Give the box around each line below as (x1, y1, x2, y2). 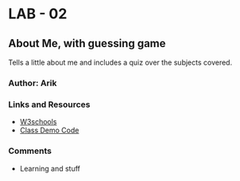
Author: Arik (8, 77, 57, 89)
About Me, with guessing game (8, 37, 166, 50)
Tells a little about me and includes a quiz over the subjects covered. (8, 57, 233, 67)
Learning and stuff (19, 163, 81, 173)
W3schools (19, 117, 57, 127)
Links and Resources (8, 99, 91, 110)
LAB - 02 (8, 5, 68, 23)
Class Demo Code (19, 125, 79, 136)
